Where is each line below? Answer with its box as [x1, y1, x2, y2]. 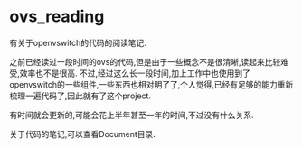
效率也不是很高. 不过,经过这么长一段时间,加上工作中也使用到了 [19, 68, 251, 79]
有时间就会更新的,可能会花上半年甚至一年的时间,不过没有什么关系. [9, 109, 255, 120]
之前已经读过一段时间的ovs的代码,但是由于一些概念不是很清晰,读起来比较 [9, 56, 281, 67]
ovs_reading [9, 6, 105, 27]
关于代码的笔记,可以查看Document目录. [9, 128, 156, 139]
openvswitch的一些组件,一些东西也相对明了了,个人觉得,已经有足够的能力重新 [9, 79, 294, 89]
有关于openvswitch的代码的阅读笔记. [9, 37, 147, 48]
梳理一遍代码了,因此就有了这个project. [9, 90, 152, 101]
